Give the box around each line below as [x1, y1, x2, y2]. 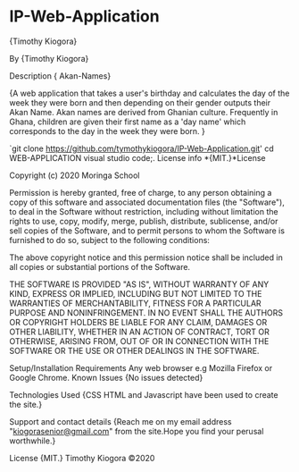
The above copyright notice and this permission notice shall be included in [9, 252, 283, 263]
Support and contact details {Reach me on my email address [9, 416, 232, 426]
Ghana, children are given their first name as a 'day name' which [9, 116, 246, 127]
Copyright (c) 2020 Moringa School [9, 170, 140, 181]
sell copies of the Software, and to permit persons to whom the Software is [9, 225, 286, 236]
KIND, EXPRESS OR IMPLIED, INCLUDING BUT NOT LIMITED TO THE [9, 288, 262, 299]
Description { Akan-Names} [9, 70, 112, 81]
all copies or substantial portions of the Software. [9, 261, 190, 272]
